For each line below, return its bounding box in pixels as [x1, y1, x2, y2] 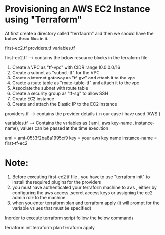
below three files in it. [5, 36, 49, 41]
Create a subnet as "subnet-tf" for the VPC [12, 69, 99, 75]
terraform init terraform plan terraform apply [5, 224, 95, 230]
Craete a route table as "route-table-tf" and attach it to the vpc [12, 80, 139, 86]
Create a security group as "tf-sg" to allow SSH [12, 90, 108, 96]
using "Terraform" [5, 14, 82, 25]
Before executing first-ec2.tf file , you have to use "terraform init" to [12, 174, 150, 180]
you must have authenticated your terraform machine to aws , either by [12, 184, 157, 190]
